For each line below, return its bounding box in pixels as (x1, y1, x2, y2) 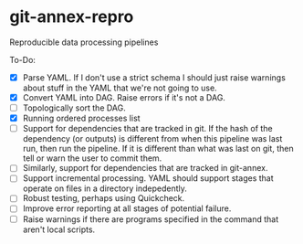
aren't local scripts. (22, 224, 96, 235)
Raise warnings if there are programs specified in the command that (22, 213, 279, 225)
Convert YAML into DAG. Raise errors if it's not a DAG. (22, 92, 226, 102)
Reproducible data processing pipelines (9, 37, 159, 48)
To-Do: (9, 54, 37, 65)
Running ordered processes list (22, 112, 141, 124)
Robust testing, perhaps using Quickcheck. (22, 193, 185, 204)
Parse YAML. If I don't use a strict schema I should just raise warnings (22, 71, 286, 83)
